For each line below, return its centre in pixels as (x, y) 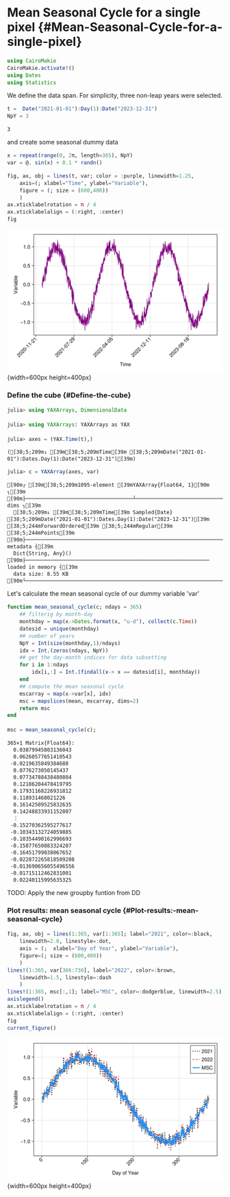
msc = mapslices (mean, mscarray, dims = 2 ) (79, 701)
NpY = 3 (18, 116)
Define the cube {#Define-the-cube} (69, 395)
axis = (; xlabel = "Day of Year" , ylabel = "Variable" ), (99, 949)
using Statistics (32, 83)
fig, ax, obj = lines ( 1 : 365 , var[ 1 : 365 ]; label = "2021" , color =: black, (110, 934)
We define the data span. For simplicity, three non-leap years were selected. (115, 96)
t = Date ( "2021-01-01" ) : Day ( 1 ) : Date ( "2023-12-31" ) (82, 109)
